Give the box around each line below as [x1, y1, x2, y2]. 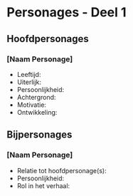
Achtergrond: [16, 93, 56, 101]
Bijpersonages [6, 129, 73, 141]
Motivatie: [16, 100, 47, 109]
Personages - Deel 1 [6, 4, 127, 21]
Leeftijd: [16, 70, 41, 78]
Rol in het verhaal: [16, 181, 70, 190]
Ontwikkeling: [16, 108, 58, 116]
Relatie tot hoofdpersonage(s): [16, 166, 107, 175]
